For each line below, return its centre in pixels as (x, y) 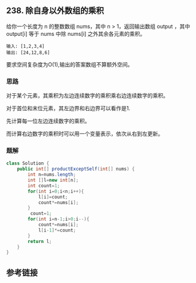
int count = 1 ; (44, 185)
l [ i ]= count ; (53, 197)
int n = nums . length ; (52, 175)
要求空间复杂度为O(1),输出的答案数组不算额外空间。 (70, 64)
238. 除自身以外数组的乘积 (55, 11)
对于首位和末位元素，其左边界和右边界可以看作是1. (68, 108)
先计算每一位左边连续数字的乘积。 (48, 121)
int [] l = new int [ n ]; (53, 180)
